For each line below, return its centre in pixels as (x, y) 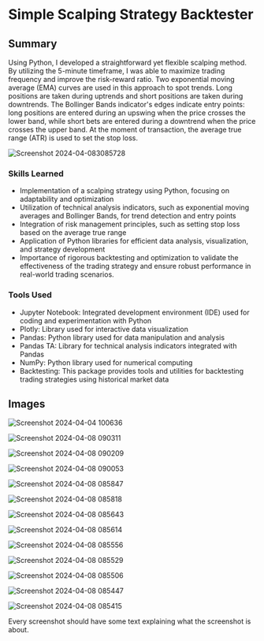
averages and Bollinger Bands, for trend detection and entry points (128, 216)
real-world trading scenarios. (67, 274)
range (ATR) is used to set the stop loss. (73, 138)
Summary (33, 44)
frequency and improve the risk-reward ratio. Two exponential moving (121, 79)
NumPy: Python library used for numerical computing (106, 362)
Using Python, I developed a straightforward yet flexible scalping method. (127, 62)
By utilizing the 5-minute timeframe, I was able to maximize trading (117, 71)
